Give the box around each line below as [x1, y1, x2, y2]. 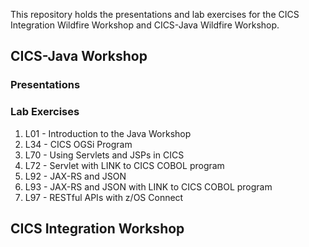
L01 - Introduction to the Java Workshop [24, 127, 192, 139]
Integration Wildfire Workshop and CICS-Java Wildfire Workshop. [10, 19, 280, 31]
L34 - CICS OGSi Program [24, 138, 133, 150]
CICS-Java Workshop [10, 48, 148, 65]
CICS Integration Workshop [10, 220, 185, 237]
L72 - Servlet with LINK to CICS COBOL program [24, 159, 225, 171]
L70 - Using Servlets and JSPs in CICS [24, 149, 185, 161]
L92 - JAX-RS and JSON [24, 170, 127, 182]
